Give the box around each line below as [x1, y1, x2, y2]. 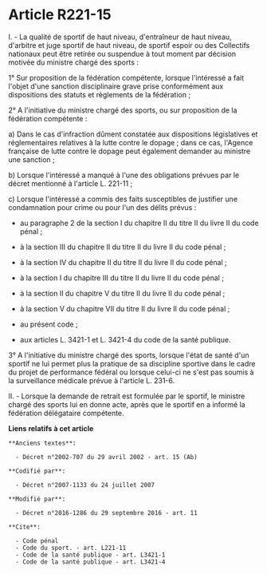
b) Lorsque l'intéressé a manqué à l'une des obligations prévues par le [8, 170, 240, 180]
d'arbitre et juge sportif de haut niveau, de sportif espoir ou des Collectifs [8, 40, 250, 49]
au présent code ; [19, 319, 78, 329]
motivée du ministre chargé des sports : [8, 57, 139, 67]
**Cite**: [8, 523, 41, 531]
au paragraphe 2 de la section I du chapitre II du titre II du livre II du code [19, 218, 259, 228]
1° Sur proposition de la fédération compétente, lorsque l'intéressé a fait [8, 73, 245, 82]
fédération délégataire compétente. [8, 408, 125, 418]
